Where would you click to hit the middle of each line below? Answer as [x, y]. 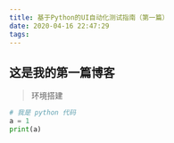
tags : [19, 34]
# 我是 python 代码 [43, 113]
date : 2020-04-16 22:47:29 [59, 26]
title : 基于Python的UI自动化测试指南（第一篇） [89, 17]
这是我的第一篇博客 [62, 72]
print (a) [25, 129]
